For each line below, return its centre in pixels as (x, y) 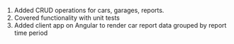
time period (31, 33)
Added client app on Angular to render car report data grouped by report (120, 25)
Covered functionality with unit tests (67, 18)
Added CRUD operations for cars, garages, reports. (89, 10)
